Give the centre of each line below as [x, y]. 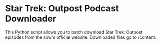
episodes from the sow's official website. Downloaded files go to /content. [81, 37]
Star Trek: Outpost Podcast [62, 8]
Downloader [31, 19]
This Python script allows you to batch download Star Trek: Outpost [74, 32]
